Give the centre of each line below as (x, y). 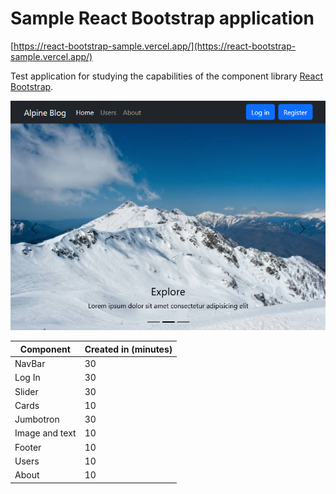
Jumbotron (37, 419)
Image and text (45, 433)
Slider (26, 391)
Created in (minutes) (128, 349)
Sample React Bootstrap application (162, 18)
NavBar (30, 364)
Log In (27, 378)
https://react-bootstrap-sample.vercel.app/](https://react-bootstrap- (155, 46)
